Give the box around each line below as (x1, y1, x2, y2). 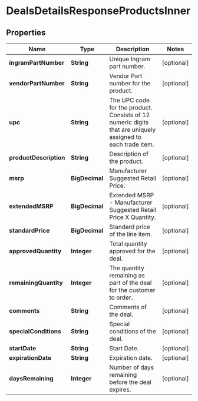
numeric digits (108, 118, 149, 126)
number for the (108, 79, 151, 87)
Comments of (108, 303, 147, 311)
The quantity (108, 264, 144, 272)
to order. (108, 293, 133, 301)
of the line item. (108, 230, 152, 238)
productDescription (9, 154, 65, 161)
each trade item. (108, 140, 154, 148)
